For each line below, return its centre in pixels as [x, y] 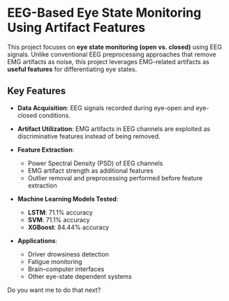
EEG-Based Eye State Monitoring [104, 13]
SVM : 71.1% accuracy [59, 219]
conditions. [54, 115]
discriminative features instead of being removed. [89, 136]
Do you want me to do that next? [54, 290]
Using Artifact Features [76, 28]
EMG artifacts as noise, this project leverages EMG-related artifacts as [108, 61]
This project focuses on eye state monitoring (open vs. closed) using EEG [114, 47]
